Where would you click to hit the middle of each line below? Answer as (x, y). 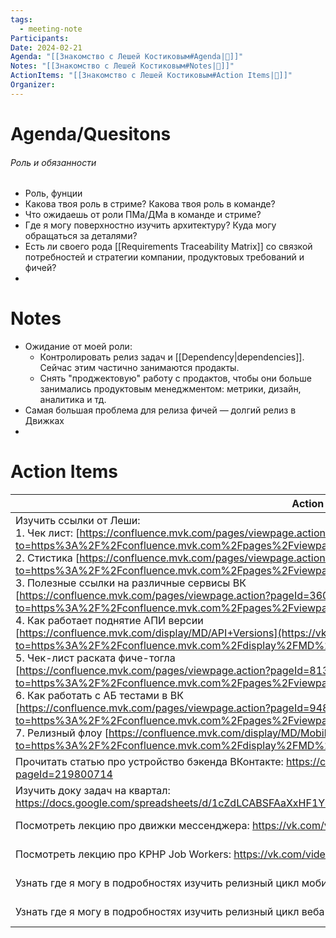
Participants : (40, 38)
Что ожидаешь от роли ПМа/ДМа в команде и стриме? (143, 215)
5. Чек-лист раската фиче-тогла (95, 658)
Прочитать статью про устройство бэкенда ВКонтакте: (149, 762)
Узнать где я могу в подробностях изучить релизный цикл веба (170, 912)
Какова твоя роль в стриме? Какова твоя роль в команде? (150, 204)
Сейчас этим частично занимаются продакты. (139, 368)
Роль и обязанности (53, 162)
